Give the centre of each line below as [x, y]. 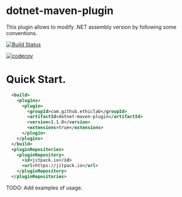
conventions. [22, 33]
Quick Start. [36, 80]
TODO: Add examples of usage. [44, 188]
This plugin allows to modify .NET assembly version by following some [91, 27]
